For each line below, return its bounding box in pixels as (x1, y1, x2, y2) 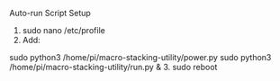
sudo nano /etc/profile (22, 25, 105, 35)
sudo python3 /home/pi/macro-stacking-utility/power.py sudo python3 (9, 52, 272, 62)
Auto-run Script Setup (9, 8, 92, 18)
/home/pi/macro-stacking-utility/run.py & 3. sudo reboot (9, 62, 218, 72)
